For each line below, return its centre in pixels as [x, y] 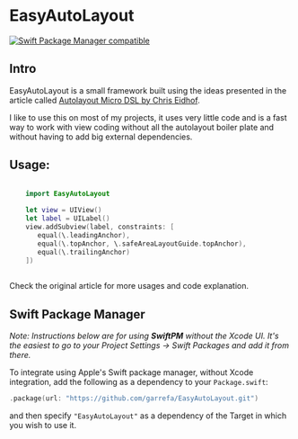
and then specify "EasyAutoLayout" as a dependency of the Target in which [148, 416]
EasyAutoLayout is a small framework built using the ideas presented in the [148, 90]
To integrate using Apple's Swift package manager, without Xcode [131, 372]
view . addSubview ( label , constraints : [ [100, 227]
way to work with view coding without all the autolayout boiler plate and [142, 127]
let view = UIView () [64, 211]
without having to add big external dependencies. [101, 137]
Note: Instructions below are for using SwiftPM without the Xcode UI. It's [145, 336]
